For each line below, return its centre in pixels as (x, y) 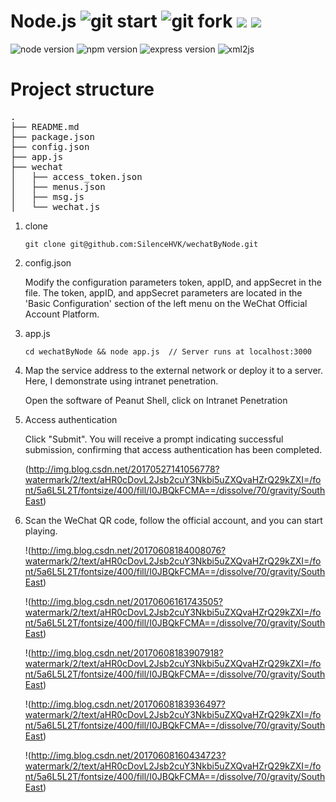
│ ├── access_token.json (76, 176)
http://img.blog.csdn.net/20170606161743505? (126, 601)
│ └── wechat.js (55, 206)
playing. (41, 531)
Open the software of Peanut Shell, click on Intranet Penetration (156, 400)
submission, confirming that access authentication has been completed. (173, 449)
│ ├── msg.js (47, 196)
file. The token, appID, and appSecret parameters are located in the (163, 292)
